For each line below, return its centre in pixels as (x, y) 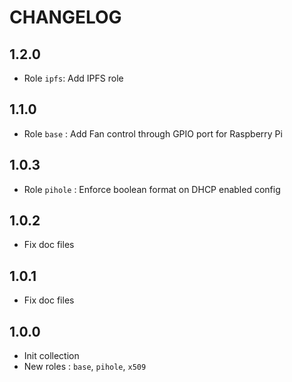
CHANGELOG (65, 17)
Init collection (51, 356)
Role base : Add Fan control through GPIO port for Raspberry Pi (153, 133)
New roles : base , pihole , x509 (85, 367)
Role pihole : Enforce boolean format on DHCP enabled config (152, 189)
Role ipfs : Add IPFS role (73, 78)
